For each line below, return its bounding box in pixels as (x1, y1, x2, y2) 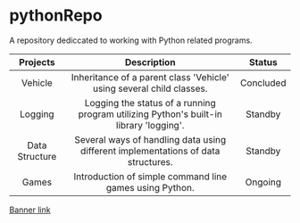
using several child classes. (92, 82, 208, 95)
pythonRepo (9, 5, 103, 26)
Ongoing (245, 176, 282, 188)
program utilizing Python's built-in (78, 108, 223, 120)
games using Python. (105, 181, 195, 194)
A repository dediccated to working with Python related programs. (9, 35, 253, 45)
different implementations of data (79, 145, 221, 157)
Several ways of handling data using (74, 133, 227, 145)
